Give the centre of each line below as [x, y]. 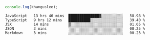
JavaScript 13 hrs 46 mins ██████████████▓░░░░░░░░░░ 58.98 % [75, 16]
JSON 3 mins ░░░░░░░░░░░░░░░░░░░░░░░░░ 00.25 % [75, 29]
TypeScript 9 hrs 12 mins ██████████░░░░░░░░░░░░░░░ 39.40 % [75, 20]
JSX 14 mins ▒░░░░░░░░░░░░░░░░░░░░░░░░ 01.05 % [75, 24]
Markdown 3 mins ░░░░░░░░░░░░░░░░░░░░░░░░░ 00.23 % [75, 33]
